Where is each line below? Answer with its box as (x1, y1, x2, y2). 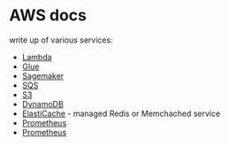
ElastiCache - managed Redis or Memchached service (21, 108, 221, 119)
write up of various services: (9, 35, 113, 45)
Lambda (21, 51, 52, 62)
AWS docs (9, 5, 87, 26)
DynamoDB (21, 98, 64, 109)
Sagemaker (21, 70, 65, 81)
